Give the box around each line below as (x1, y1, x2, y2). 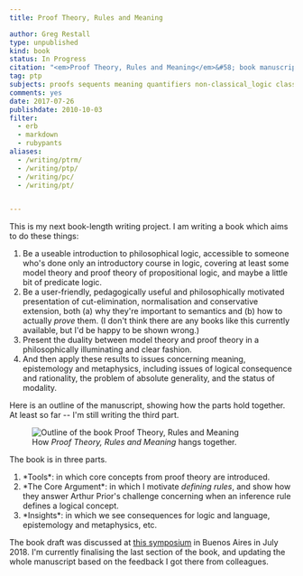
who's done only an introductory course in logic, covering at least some (22, 258, 289, 269)
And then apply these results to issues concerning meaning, (22, 354, 246, 365)
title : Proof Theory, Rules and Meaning (9, 13, 164, 23)
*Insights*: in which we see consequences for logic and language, (22, 510, 271, 521)
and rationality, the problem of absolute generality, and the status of (22, 373, 275, 384)
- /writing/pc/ (17, 172, 75, 181)
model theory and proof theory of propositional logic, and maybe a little (22, 267, 289, 278)
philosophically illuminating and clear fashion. (22, 344, 192, 355)
